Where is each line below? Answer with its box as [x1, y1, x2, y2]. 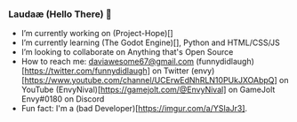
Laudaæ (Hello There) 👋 [8, 8, 112, 20]
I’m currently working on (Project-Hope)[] [20, 28, 174, 39]
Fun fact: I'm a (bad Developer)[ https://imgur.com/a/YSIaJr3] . [20, 103, 248, 114]
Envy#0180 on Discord [20, 94, 105, 104]
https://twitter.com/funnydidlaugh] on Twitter [24, 65, 189, 76]
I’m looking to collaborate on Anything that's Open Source [20, 47, 234, 57]
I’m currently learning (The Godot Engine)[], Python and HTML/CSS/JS [20, 37, 281, 48]
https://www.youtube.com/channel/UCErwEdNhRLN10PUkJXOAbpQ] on [24, 75, 289, 86]
